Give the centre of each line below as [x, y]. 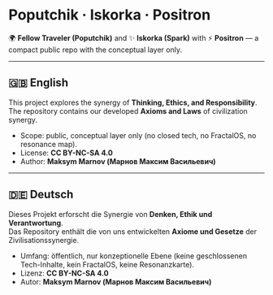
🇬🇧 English [39, 83]
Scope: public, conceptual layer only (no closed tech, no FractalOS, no [138, 135]
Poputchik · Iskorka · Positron [110, 15]
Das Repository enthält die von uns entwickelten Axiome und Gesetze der [133, 231]
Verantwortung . [36, 223]
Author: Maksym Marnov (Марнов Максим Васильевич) [118, 161]
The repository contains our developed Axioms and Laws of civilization [128, 111]
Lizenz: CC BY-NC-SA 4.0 [64, 273]
